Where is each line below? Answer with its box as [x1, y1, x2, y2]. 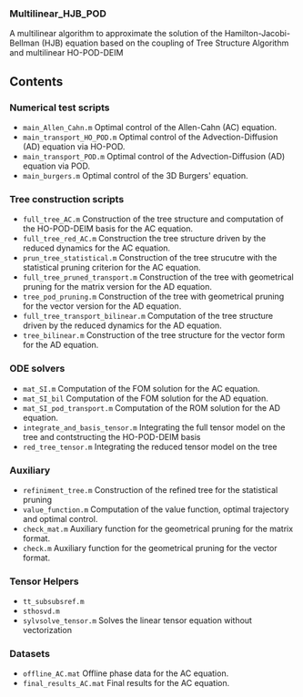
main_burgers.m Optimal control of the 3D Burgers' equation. [22, 169, 248, 180]
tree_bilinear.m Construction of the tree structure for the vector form [22, 330, 286, 341]
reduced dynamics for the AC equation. [22, 242, 171, 253]
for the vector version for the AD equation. [22, 301, 182, 312]
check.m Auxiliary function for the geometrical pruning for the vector [22, 542, 278, 553]
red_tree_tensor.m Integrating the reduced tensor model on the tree [22, 441, 278, 452]
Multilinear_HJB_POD [9, 7, 106, 20]
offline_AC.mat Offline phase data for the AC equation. [22, 668, 229, 679]
